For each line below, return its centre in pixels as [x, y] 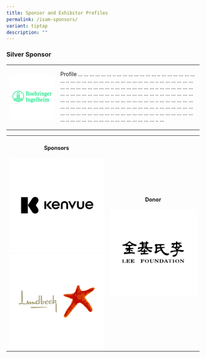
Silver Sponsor [29, 54]
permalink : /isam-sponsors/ [42, 19]
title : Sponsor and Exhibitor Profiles [57, 13]
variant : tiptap [27, 26]
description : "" [27, 32]
